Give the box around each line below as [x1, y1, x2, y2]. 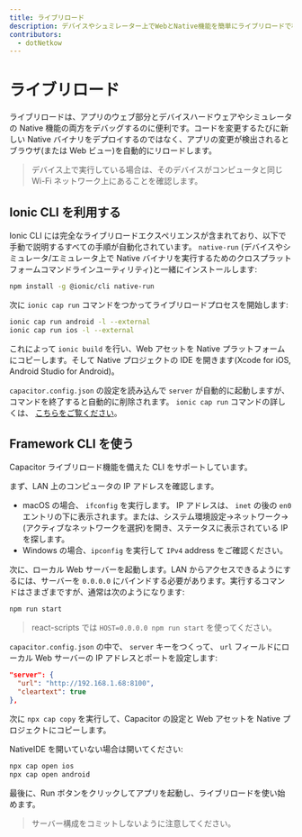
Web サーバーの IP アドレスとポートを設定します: [34, 652, 218, 663]
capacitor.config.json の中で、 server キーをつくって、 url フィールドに [9, 641, 282, 652]
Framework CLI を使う [9, 436, 135, 451]
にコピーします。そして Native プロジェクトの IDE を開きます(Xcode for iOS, [9, 354, 292, 365]
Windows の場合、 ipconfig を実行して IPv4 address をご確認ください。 [22, 545, 289, 556]
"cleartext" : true [17, 687, 87, 696]
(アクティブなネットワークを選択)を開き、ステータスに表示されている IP [22, 523, 289, 533]
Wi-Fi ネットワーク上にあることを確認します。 [31, 176, 203, 187]
